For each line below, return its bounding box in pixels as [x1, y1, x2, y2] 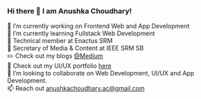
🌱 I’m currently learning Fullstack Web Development [7, 29, 155, 37]
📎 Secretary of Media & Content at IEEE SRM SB [7, 44, 144, 53]
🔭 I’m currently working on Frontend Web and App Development [7, 22, 190, 30]
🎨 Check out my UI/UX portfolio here [7, 62, 112, 70]
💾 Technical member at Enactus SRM [7, 37, 113, 45]
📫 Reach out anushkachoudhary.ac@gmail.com [7, 84, 146, 93]
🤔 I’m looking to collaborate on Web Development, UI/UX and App [7, 69, 195, 78]
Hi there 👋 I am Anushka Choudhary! [7, 6, 132, 16]
